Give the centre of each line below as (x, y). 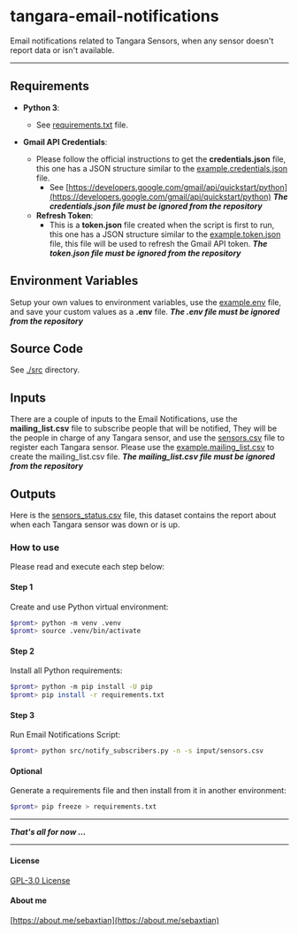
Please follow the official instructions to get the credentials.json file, (161, 159)
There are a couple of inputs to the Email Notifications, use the (124, 419)
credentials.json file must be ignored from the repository (156, 206)
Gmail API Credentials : (65, 142)
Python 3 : (41, 107)
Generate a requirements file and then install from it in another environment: (148, 791)
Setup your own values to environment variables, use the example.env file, (146, 302)
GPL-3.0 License (40, 880)
